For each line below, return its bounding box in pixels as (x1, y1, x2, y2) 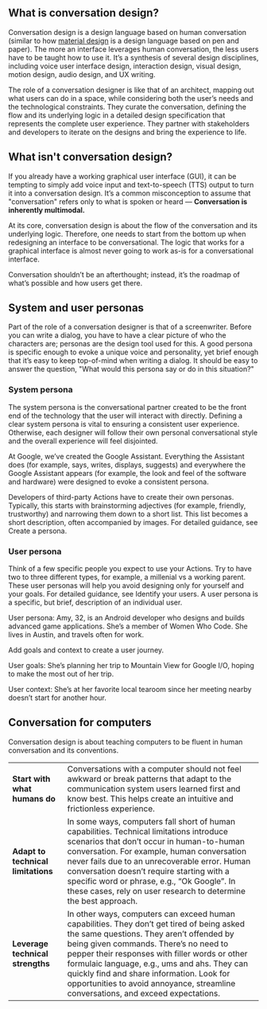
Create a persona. (8, 526, 68, 535)
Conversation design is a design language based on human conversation (8, 27, 247, 37)
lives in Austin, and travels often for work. (8, 630, 145, 640)
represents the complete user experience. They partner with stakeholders (8, 118, 250, 128)
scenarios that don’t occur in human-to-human (67, 836, 245, 847)
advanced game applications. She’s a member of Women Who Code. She (8, 621, 248, 631)
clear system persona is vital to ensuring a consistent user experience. (8, 419, 240, 428)
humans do (12, 793, 56, 804)
